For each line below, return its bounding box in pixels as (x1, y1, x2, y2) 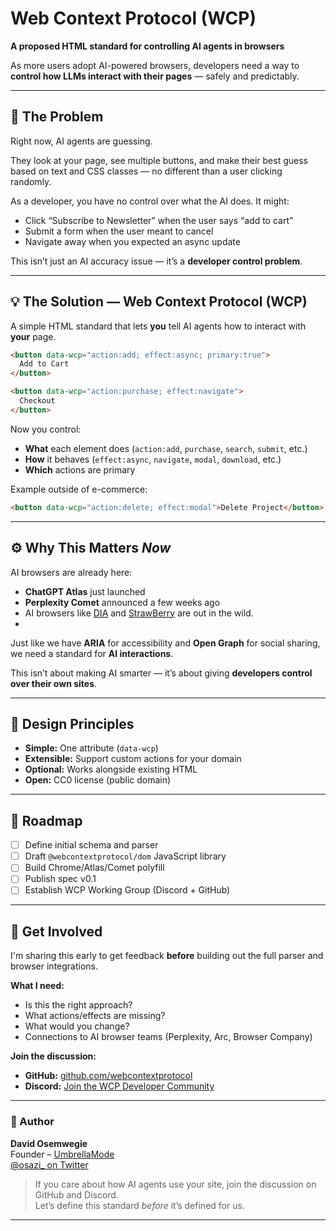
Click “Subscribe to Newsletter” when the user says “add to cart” (24, 214, 294, 226)
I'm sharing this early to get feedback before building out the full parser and (10, 950, 324, 962)
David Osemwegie (10, 1137, 88, 1149)
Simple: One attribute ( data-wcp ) (24, 742, 159, 754)
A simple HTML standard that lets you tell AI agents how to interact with (10, 320, 307, 332)
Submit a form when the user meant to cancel (24, 225, 214, 237)
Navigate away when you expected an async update (24, 235, 241, 247)
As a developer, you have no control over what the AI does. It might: (10, 195, 290, 207)
